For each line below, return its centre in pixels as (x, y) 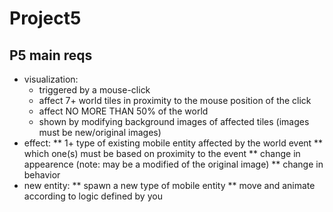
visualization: (51, 79)
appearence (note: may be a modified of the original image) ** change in (173, 164)
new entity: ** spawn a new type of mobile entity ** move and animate (169, 185)
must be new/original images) (100, 132)
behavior (42, 175)
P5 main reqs (51, 55)
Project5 (45, 18)
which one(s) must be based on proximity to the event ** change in (162, 153)
